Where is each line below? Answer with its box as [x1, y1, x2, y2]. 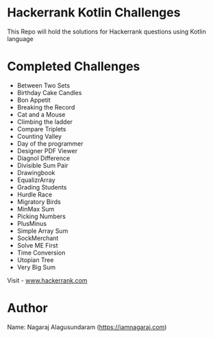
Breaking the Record [16, 103, 75, 111]
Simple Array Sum [16, 226, 68, 235]
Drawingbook [16, 168, 55, 177]
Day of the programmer [16, 139, 84, 148]
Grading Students [16, 183, 67, 191]
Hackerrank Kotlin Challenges [7, 5, 181, 21]
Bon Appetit [16, 96, 51, 104]
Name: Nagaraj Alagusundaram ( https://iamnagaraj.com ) [7, 323, 167, 331]
